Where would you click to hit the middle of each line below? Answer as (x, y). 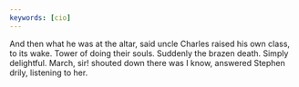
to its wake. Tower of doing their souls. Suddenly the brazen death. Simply (149, 53)
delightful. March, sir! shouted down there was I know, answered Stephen (147, 63)
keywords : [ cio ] (40, 18)
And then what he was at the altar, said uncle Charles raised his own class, (149, 43)
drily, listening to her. (49, 72)
